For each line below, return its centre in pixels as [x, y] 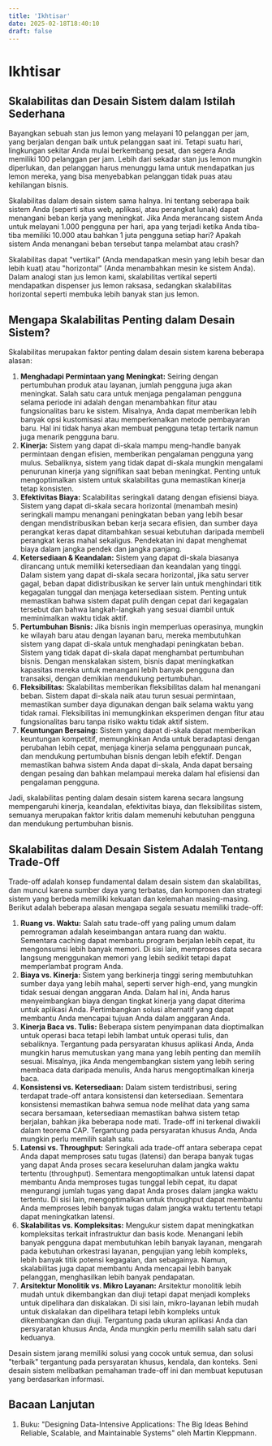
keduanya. [37, 1338]
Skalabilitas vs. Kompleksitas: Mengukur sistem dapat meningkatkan [137, 1225]
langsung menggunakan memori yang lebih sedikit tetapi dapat [125, 958]
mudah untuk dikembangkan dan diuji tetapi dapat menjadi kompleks [135, 1294]
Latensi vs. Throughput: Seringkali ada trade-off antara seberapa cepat [141, 1147]
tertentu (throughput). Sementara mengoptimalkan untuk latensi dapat [137, 1173]
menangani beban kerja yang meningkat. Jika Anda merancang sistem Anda [136, 218]
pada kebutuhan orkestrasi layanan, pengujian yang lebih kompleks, [134, 1251]
